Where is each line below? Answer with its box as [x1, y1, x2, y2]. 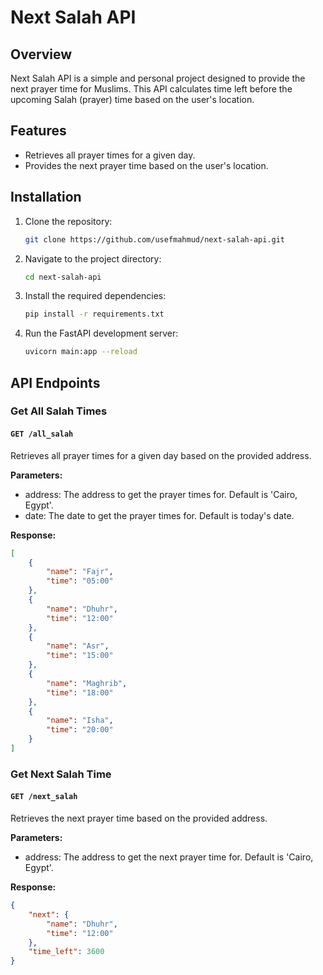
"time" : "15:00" [46, 651, 114, 661]
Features [10, 122, 67, 140]
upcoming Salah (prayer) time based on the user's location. [10, 94, 255, 105]
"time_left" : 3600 [28, 947, 105, 957]
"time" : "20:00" [46, 725, 114, 735]
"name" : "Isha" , [46, 716, 114, 726]
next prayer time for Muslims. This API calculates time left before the [10, 83, 293, 95]
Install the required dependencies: [24, 290, 167, 302]
